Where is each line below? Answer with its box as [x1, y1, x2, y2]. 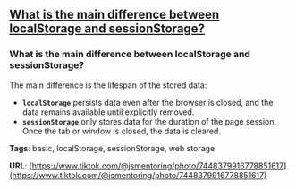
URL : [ [9, 160, 33, 171]
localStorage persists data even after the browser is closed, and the [21, 97, 274, 107]
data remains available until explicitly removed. [21, 107, 195, 117]
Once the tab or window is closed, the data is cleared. [21, 125, 222, 136]
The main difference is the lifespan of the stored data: [9, 80, 207, 90]
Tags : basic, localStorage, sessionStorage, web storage [9, 142, 216, 153]
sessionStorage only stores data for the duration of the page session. [21, 116, 277, 126]
